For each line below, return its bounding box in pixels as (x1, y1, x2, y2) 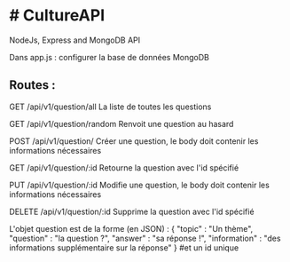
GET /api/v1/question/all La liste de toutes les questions (9, 101, 212, 112)
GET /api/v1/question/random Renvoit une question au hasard (9, 118, 234, 129)
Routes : (9, 77, 56, 93)
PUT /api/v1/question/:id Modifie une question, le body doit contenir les (9, 179, 270, 190)
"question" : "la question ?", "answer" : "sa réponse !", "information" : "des (9, 233, 281, 243)
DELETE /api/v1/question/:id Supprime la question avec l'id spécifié (9, 206, 255, 217)
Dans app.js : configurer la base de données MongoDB (9, 52, 210, 62)
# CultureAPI (9, 5, 105, 26)
